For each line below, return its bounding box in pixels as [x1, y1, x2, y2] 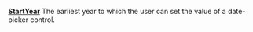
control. [30, 15, 55, 24]
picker [8, 15, 29, 24]
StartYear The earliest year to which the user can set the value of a [8, 7, 226, 16]
